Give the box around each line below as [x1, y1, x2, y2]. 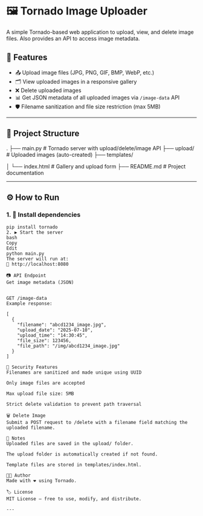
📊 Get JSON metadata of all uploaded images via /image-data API [14, 94, 180, 101]
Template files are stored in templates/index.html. [6, 462, 142, 468]
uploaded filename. [6, 425, 56, 431]
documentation [6, 169, 44, 176]
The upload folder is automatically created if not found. [6, 451, 158, 457]
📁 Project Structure [6, 128, 80, 139]
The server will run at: [6, 256, 69, 262]
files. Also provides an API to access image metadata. [6, 35, 140, 42]
